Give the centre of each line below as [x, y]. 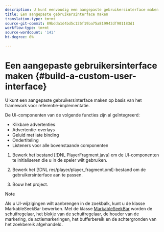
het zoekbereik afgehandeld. [34, 224]
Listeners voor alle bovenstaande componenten [60, 145]
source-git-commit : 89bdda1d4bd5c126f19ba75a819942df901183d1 [70, 23]
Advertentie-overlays [34, 130]
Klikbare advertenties [34, 124]
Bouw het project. [30, 184]
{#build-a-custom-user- [86, 76]
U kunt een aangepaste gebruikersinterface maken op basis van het [73, 100]
